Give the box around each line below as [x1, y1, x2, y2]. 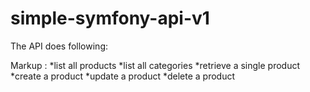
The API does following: [10, 40, 108, 52]
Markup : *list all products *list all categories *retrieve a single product [10, 59, 301, 71]
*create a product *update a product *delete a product [10, 70, 236, 82]
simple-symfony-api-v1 [10, 7, 210, 30]
